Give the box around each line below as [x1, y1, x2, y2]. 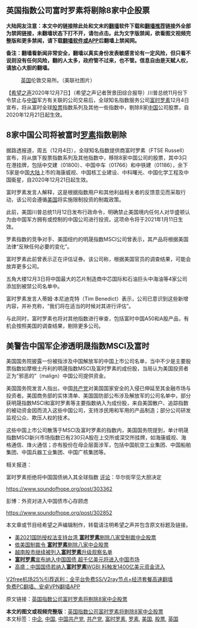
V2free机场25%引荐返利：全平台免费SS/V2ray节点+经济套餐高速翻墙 [6, 576, 173, 583]
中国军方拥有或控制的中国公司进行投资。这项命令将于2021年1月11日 [16, 216, 178, 223]
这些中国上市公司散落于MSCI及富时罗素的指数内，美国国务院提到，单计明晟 [6, 426, 189, 434]
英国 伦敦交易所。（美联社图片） [21, 76, 96, 83]
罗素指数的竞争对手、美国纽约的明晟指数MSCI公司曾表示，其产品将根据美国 [6, 236, 189, 243]
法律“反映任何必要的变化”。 [6, 243, 73, 250]
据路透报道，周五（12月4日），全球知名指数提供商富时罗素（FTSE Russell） [6, 146, 188, 154]
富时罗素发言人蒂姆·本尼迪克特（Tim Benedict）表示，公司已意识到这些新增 [6, 295, 189, 302]
